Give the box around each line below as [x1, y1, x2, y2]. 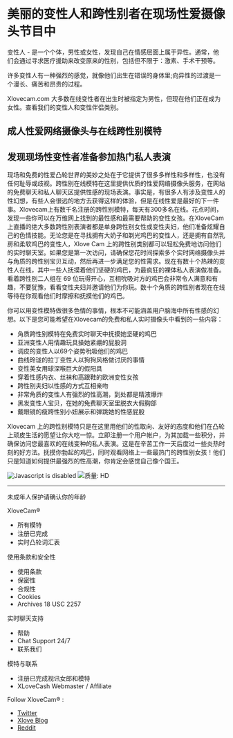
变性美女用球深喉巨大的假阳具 [17, 365, 102, 373]
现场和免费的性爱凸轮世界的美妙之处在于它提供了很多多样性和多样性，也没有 [7, 171, 225, 179]
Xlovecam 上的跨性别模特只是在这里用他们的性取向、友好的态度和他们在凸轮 [7, 423, 225, 431]
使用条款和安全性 [7, 553, 56, 561]
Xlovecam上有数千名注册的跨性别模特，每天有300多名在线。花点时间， [19, 205, 223, 214]
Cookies [17, 593, 41, 601]
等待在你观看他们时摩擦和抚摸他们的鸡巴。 [7, 292, 129, 300]
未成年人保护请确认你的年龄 [7, 492, 86, 501]
